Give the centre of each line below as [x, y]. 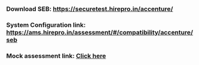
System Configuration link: [46, 24]
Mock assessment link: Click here [56, 55]
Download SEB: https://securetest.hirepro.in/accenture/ [90, 9]
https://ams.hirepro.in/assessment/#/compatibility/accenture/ [99, 32]
